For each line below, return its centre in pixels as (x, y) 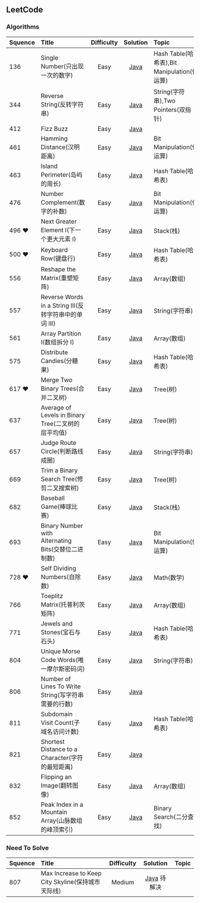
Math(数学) (169, 578)
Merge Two (57, 380)
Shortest (53, 742)
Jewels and (57, 623)
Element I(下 (58, 230)
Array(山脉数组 (62, 820)
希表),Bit (165, 62)
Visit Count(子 (60, 722)
